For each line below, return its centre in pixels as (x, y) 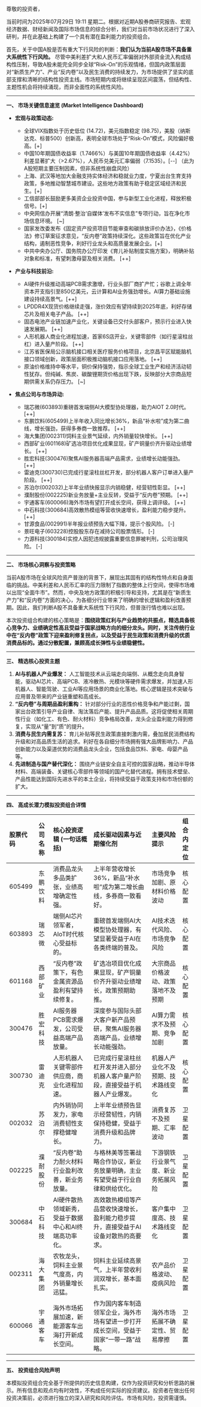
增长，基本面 (124, 1279)
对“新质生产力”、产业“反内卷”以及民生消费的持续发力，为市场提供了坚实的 (97, 72)
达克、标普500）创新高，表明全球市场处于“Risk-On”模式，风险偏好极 (109, 138)
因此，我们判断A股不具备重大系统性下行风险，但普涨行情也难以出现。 (102, 607)
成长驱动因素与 (115, 835)
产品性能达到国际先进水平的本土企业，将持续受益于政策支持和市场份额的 (104, 779)
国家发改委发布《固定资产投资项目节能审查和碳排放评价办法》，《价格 (108, 228)
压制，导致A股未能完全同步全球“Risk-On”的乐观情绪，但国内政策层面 (101, 64)
